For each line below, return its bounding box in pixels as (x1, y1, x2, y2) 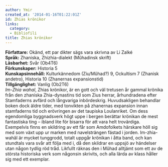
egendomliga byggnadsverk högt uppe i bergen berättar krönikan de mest (5, 113, 158, 119)
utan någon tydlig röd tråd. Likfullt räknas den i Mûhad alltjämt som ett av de (5, 145, 163, 151)
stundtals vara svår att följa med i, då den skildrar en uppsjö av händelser (5, 140, 157, 146)
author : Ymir (5, 7, 33, 13)
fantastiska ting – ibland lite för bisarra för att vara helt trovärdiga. (5, 119, 140, 125)
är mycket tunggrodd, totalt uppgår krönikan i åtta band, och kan (18, 134, 152, 141)
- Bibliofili (10, 31, 37, 36)
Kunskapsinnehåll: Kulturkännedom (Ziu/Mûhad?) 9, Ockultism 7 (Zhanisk (5, 70, 159, 76)
